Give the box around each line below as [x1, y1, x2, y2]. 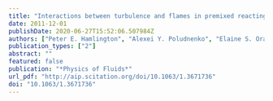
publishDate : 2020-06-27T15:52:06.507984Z [8, 27, 154, 35]
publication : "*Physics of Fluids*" [8, 65, 132, 73]
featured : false [8, 58, 63, 66]
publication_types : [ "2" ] [8, 42, 96, 50]
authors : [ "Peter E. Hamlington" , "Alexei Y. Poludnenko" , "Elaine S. [8, 34, 253, 43]
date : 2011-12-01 [8, 20, 67, 28]
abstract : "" [8, 50, 53, 58]
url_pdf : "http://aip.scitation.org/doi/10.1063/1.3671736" [8, 72, 217, 81]
